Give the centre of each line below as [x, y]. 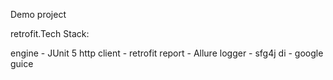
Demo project [38, 14]
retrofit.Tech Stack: [50, 33]
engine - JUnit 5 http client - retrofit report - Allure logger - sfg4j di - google [167, 53]
